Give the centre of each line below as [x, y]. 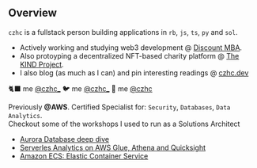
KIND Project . [42, 64]
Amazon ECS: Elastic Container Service [84, 156]
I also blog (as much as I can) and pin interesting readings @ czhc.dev [134, 73]
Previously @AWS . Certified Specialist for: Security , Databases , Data [119, 107]
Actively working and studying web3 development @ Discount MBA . [131, 48]
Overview [33, 13]
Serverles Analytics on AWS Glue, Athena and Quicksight [113, 147]
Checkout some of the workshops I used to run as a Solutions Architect [124, 124]
